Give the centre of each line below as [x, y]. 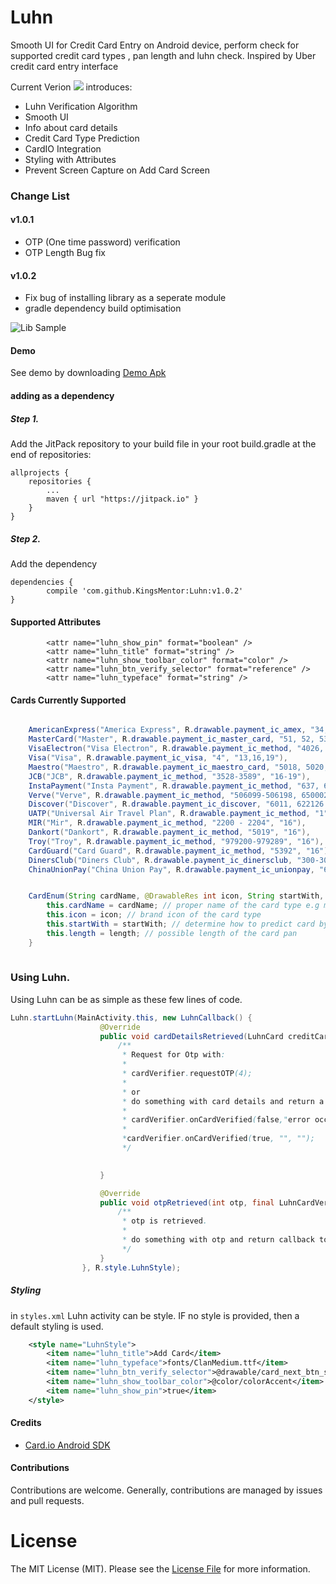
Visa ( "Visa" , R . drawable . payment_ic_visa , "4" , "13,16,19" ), [158, 758]
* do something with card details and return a [223, 1101]
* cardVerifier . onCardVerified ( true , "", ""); [218, 1139]
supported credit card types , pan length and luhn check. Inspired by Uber [163, 55]
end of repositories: [51, 455]
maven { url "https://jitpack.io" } [122, 499]
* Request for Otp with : [173, 1055]
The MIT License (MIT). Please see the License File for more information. [160, 1569]
